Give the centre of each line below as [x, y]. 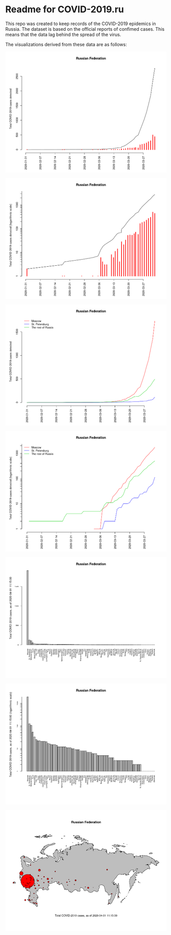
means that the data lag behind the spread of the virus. [63, 34]
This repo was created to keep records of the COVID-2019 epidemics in [81, 24]
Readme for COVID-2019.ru [65, 9]
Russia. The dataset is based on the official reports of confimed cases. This [85, 29]
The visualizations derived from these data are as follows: [66, 44]
